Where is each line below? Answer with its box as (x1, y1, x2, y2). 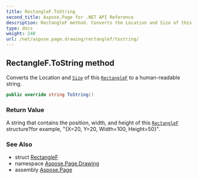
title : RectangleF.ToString (6, 8, 76, 15)
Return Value (6, 106, 44, 114)
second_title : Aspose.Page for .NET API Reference (6, 14, 134, 20)
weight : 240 (6, 31, 36, 37)
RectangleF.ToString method (6, 58, 114, 68)
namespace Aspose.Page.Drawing (14, 160, 100, 167)
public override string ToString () (6, 91, 94, 98)
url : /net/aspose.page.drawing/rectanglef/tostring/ (6, 36, 139, 42)
